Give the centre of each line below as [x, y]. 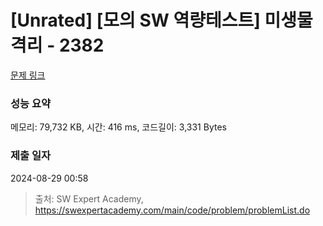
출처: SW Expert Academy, [89, 198]
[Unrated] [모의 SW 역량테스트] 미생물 [161, 20]
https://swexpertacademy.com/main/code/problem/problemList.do [172, 210]
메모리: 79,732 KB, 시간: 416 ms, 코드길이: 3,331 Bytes [118, 127]
